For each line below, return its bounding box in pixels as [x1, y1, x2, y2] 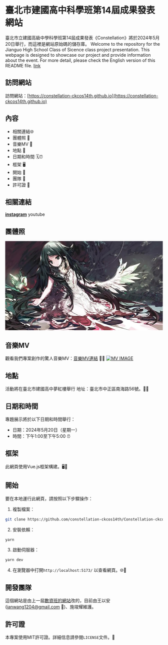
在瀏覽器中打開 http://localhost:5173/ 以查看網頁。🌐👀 [12, 567, 126, 573]
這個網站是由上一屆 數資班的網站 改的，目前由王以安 [5, 598, 110, 604]
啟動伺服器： [12, 547, 39, 553]
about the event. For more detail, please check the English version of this [5, 57, 156, 63]
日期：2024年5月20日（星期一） [12, 427, 80, 433]
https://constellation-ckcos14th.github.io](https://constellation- [28, 92, 158, 98]
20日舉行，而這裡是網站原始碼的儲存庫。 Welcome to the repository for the [5, 41, 160, 47]
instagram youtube [5, 211, 45, 217]
